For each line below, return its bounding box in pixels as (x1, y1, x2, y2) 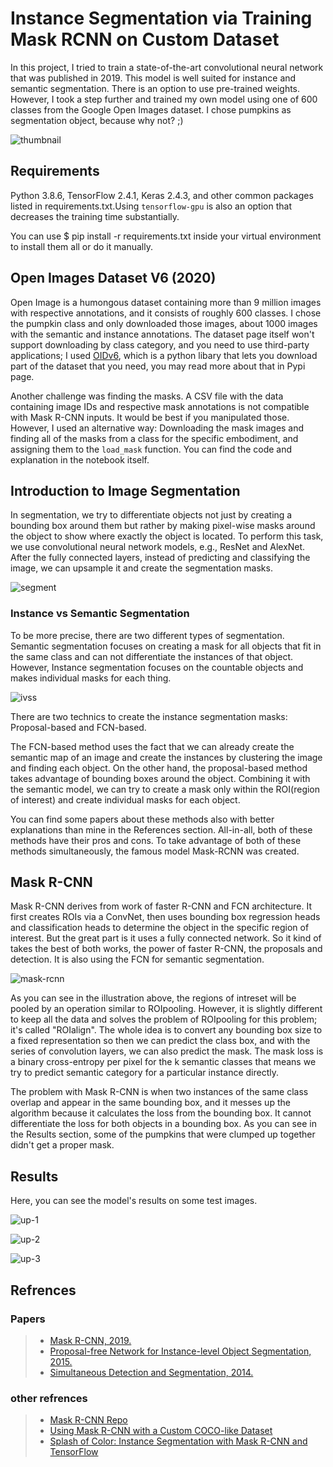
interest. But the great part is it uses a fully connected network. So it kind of (10, 932, 322, 944)
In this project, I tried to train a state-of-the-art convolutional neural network (10, 61, 324, 73)
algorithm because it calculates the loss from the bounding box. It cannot (10, 1107, 312, 1119)
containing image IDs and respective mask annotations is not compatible (10, 400, 310, 412)
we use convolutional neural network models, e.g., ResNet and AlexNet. (10, 541, 306, 553)
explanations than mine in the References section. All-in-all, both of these (10, 823, 313, 836)
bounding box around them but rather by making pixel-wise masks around (10, 520, 316, 532)
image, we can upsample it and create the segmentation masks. (10, 562, 273, 574)
